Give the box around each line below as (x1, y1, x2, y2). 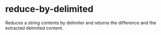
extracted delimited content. (5, 25, 63, 31)
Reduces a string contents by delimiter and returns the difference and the (5, 20, 156, 26)
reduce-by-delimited (5, 3, 93, 15)
